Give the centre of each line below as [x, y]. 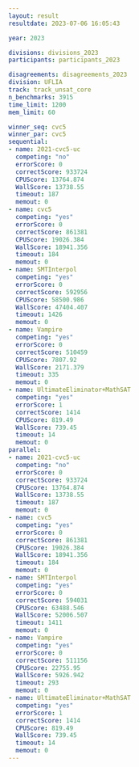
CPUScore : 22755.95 [48, 668]
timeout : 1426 [39, 315]
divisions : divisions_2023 [53, 53]
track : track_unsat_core [50, 90]
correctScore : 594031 [52, 600]
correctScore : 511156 [52, 660]
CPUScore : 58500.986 [50, 300]
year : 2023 [27, 38]
